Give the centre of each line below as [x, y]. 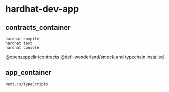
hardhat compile [22, 39]
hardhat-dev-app [42, 9]
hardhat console [22, 48]
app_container [29, 73]
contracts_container [38, 27]
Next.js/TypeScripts [27, 84]
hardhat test [19, 43]
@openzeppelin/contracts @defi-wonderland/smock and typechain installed [85, 57]
